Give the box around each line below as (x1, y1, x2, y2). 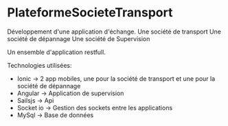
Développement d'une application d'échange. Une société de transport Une (7, 27, 222, 36)
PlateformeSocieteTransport (7, 5, 173, 21)
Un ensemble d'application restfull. (7, 48, 106, 56)
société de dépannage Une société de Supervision (7, 34, 150, 42)
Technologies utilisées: (7, 61, 72, 69)
